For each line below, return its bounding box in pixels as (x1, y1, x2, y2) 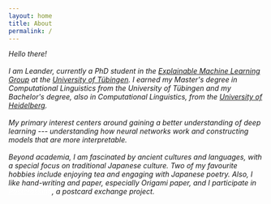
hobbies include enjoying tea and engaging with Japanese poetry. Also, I (8, 169, 253, 179)
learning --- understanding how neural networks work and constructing (8, 126, 249, 136)
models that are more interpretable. (8, 135, 127, 145)
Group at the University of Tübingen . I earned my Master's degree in (8, 74, 238, 85)
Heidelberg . (8, 100, 48, 110)
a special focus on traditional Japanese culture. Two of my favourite (8, 161, 238, 171)
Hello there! (8, 49, 47, 59)
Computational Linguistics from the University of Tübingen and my (8, 83, 231, 93)
